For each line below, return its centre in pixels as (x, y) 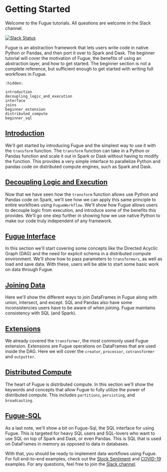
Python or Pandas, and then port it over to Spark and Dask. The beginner (80, 53)
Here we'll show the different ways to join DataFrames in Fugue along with (81, 297)
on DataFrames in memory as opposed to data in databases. (67, 444)
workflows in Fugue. (26, 74)
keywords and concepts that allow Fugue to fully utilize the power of (75, 389)
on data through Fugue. (29, 270)
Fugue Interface (30, 236)
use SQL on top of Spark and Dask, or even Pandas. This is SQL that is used (83, 438)
